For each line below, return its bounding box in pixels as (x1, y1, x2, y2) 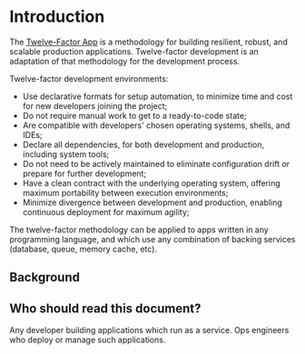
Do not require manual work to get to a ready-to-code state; (22, 110, 247, 121)
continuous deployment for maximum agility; (22, 206, 190, 217)
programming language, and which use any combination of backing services (9, 233, 297, 244)
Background (9, 270, 80, 285)
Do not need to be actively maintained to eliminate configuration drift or (22, 158, 290, 169)
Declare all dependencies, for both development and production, (22, 139, 265, 150)
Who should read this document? (9, 300, 202, 316)
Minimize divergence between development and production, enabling (22, 197, 283, 208)
